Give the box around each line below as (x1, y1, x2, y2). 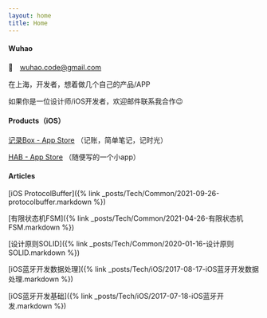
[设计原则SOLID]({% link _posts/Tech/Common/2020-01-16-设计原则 (8, 239, 234, 249)
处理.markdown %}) (8, 274, 74, 284)
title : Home (8, 19, 48, 27)
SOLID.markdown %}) (8, 248, 80, 257)
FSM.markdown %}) (8, 222, 75, 232)
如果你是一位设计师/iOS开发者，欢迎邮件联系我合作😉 (8, 96, 183, 106)
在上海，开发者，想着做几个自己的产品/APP (8, 79, 151, 88)
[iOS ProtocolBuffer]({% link (8, 189, 100, 198)
